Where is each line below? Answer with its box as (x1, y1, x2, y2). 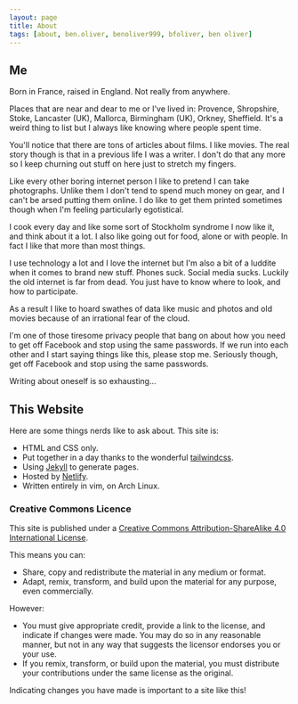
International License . (9, 532, 89, 544)
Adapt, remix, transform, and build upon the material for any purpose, (21, 577, 278, 587)
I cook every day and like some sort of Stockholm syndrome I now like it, (9, 222, 275, 233)
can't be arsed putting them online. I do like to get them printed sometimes (9, 195, 283, 206)
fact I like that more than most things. (9, 241, 146, 251)
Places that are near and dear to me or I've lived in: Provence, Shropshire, (9, 103, 280, 114)
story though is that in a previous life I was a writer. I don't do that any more (9, 149, 286, 160)
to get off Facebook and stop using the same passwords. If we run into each (9, 340, 289, 350)
